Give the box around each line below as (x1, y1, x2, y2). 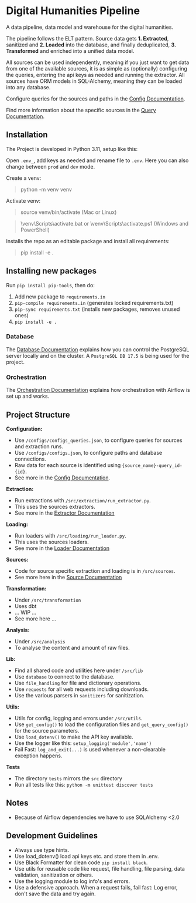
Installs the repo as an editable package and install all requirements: (6, 237, 170, 244)
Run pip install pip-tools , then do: (6, 281, 95, 288)
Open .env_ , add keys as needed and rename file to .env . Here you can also (6, 157, 189, 164)
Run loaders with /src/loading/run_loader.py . (14, 532, 127, 539)
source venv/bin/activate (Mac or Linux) (20, 209, 117, 216)
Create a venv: (6, 174, 42, 182)
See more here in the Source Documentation (14, 573, 122, 580)
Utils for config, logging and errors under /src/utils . (14, 714, 143, 721)
